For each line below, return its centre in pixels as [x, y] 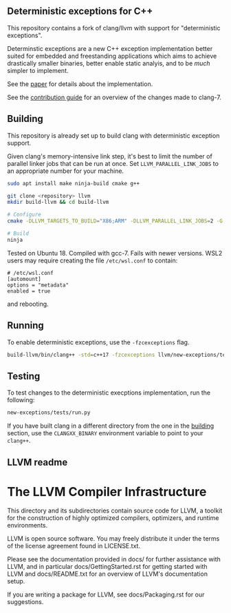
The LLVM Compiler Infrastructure [107, 491]
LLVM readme [37, 462]
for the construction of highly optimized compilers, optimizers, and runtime [113, 518]
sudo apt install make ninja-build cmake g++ [73, 183]
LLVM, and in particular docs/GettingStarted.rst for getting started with [107, 567]
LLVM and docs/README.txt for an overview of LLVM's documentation [108, 574]
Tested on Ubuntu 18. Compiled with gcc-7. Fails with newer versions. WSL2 [115, 253]
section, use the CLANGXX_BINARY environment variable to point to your [106, 433]
